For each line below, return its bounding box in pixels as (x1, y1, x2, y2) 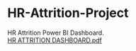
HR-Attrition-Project (7, 5, 129, 21)
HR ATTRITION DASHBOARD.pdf (7, 35, 103, 44)
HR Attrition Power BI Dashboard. (7, 28, 104, 37)
